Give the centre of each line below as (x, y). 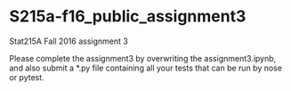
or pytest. (27, 77)
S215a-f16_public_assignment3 (128, 17)
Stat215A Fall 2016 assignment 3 (69, 41)
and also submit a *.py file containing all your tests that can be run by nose (146, 68)
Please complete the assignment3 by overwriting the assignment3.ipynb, (143, 58)
